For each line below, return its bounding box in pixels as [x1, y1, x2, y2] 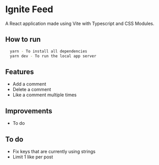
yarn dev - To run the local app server [10, 53, 97, 59]
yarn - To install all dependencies [10, 48, 87, 54]
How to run [5, 35, 41, 44]
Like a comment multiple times [12, 92, 77, 98]
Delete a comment [12, 87, 51, 93]
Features [5, 67, 34, 76]
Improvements [5, 106, 52, 115]
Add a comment [12, 81, 47, 87]
